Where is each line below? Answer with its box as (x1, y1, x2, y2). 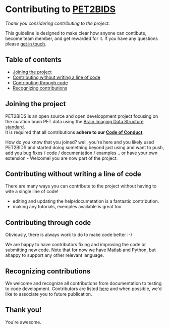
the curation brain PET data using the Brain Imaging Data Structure (5, 118, 144, 124)
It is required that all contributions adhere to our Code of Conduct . (5, 129, 144, 135)
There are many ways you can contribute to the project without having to (5, 183, 157, 189)
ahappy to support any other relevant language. (5, 252, 104, 258)
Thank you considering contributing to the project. (5, 20, 110, 26)
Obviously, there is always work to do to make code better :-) (5, 231, 132, 238)
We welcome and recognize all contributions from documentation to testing (5, 280, 162, 286)
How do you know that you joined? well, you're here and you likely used (5, 139, 154, 145)
